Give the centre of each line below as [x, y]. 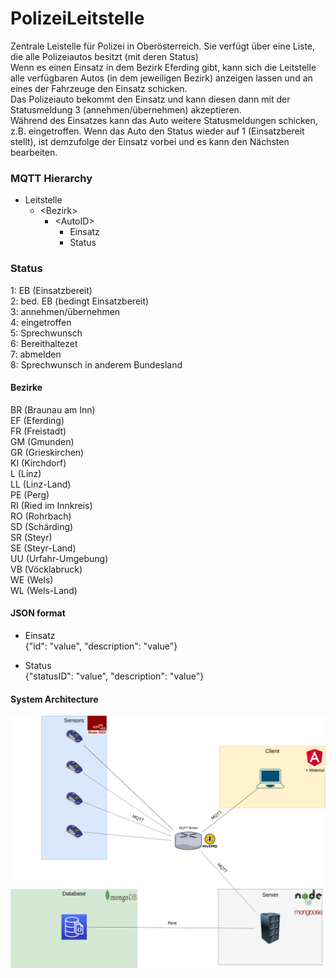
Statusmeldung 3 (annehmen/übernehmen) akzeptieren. [126, 109]
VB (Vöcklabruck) [46, 569]
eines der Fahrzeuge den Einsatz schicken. [99, 88]
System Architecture [54, 699]
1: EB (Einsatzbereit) [51, 290]
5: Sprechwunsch [46, 333]
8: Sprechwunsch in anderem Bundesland [96, 364]
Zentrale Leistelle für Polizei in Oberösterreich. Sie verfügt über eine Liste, [163, 46]
